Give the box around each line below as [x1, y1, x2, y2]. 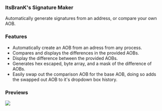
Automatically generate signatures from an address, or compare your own [5, 15, 157, 21]
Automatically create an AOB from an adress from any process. [12, 44, 142, 50]
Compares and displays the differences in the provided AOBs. [12, 49, 140, 56]
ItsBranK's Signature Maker [5, 4, 74, 11]
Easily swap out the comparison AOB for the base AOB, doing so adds [12, 71, 157, 77]
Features [5, 33, 27, 40]
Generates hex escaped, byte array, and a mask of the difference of [12, 60, 152, 66]
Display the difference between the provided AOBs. [12, 55, 118, 61]
